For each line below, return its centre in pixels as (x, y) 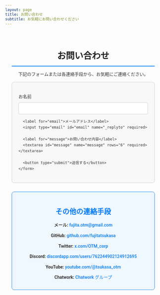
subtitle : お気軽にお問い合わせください (42, 19)
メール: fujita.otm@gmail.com (83, 225)
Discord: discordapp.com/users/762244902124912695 (83, 256)
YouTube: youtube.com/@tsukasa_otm (83, 267)
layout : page (19, 10)
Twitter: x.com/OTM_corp (83, 246)
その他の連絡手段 (83, 211)
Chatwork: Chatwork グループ (83, 277)
